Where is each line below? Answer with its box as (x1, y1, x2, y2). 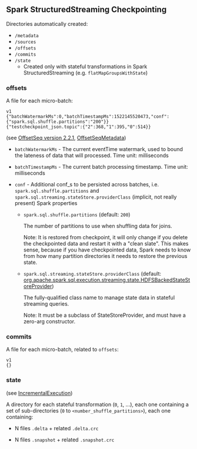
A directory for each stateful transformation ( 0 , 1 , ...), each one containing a (6, 401, 189, 408)
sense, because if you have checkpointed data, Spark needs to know (23, 246, 191, 253)
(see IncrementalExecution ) (6, 389, 73, 396)
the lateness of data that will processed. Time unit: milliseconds (14, 152, 169, 159)
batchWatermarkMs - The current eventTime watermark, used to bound (14, 146, 183, 153)
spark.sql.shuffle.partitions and (14, 187, 99, 195)
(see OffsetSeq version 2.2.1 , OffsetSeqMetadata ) (6, 135, 126, 142)
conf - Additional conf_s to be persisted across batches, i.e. (14, 181, 159, 188)
